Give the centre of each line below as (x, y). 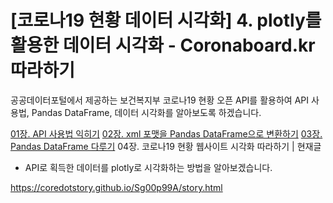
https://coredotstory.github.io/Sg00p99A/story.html (116, 187)
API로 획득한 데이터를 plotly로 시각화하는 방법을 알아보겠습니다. (148, 167)
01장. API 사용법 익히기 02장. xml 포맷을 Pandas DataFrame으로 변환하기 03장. (166, 133)
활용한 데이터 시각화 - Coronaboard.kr (163, 45)
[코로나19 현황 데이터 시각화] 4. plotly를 (166, 20)
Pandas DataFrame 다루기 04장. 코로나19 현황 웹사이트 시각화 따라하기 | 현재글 (166, 146)
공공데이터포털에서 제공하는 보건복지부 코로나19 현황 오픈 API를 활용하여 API (159, 100)
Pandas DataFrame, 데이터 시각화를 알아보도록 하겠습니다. (146, 112)
